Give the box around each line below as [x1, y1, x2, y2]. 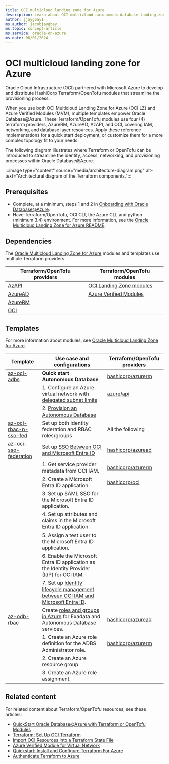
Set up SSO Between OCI [42, 443, 102, 450]
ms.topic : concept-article [5, 26, 62, 31]
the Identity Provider [42, 565, 91, 572]
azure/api [107, 390, 130, 397]
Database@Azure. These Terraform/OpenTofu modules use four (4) [5, 115, 145, 122]
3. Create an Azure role [42, 669, 97, 676]
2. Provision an [42, 405, 77, 412]
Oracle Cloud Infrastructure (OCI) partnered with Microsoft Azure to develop [5, 84, 163, 91]
